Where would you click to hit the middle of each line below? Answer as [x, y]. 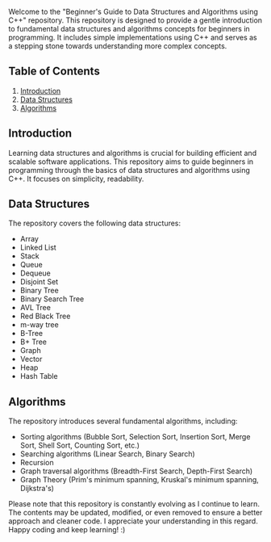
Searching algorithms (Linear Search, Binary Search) [107, 454]
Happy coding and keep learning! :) [67, 530]
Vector [31, 359]
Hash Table [39, 376]
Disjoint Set [39, 282]
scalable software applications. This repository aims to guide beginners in [131, 162]
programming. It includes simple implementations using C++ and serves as [133, 37]
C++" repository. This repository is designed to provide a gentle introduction [135, 20]
